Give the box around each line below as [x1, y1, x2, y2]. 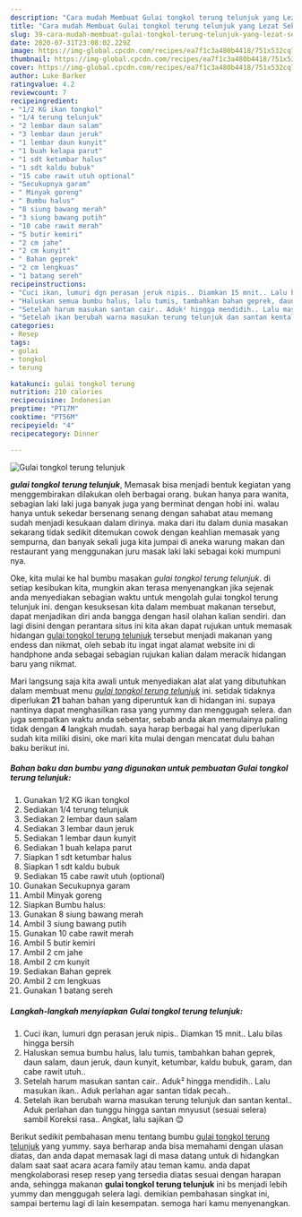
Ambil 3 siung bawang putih [22, 919, 127, 929]
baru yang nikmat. [10, 658, 77, 669]
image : [10, 47, 35, 56]
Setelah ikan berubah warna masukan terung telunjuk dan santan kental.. [22, 1095, 293, 1106]
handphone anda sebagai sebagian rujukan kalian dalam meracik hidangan [10, 649, 287, 660]
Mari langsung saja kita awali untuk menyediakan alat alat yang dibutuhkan [10, 676, 287, 686]
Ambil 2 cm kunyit [22, 956, 91, 968]
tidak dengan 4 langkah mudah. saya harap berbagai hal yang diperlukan [10, 723, 280, 734]
